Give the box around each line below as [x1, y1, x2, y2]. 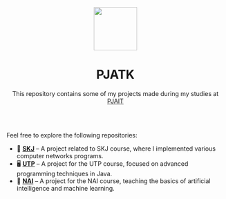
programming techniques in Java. [16, 169, 113, 178]
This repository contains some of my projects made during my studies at [12, 89, 219, 97]
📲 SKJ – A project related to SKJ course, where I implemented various [16, 144, 216, 153]
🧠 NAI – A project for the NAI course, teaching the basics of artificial [16, 176, 211, 185]
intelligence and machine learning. [16, 184, 115, 192]
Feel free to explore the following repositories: [6, 131, 138, 139]
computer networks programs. [16, 151, 104, 160]
